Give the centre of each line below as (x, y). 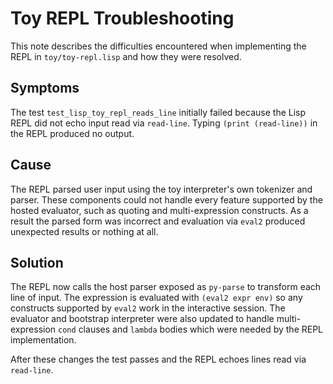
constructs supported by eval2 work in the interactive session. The (148, 308)
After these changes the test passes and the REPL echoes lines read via (158, 359)
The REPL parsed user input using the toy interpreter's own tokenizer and (161, 189)
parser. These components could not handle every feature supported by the (166, 199)
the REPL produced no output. (72, 133)
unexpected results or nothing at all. (84, 231)
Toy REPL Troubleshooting (122, 18)
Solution (37, 262)
